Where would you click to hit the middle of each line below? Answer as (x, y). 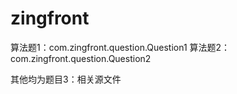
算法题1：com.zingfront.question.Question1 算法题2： (120, 47)
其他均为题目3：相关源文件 (66, 79)
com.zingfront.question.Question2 (81, 58)
